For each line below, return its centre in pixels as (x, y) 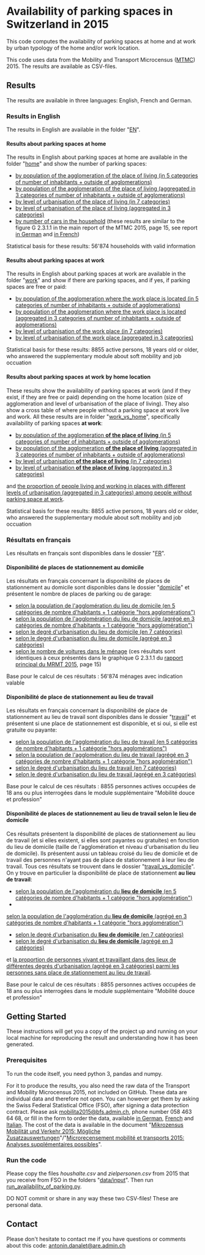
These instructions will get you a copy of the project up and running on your (102, 1031)
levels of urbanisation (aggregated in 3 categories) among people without (99, 493)
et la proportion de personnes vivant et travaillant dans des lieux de (91, 959)
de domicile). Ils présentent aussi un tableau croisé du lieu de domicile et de (102, 853)
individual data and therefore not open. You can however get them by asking (103, 1099)
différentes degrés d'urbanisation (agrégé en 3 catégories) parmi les (93, 966)
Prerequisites (27, 1061)
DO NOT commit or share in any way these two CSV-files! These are (92, 1198)
